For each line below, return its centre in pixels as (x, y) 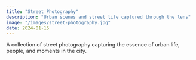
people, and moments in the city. (47, 51)
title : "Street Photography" (42, 11)
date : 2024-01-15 (28, 28)
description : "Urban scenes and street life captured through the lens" (99, 17)
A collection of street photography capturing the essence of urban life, (93, 45)
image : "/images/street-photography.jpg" (59, 22)
